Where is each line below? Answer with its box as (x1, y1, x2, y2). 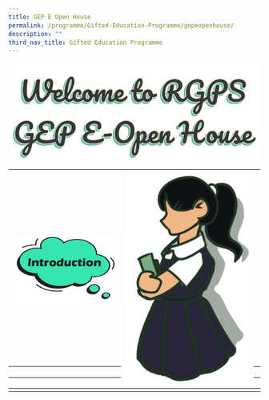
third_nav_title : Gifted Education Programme (8, 38, 163, 46)
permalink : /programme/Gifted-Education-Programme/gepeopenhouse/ (8, 21, 235, 30)
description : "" (8, 30, 62, 38)
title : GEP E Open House (8, 13, 91, 21)
